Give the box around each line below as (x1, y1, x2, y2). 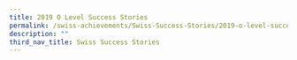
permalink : (9, 21, 49, 30)
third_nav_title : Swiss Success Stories (9, 37, 161, 47)
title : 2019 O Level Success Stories (9, 12, 148, 22)
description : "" (9, 29, 69, 38)
